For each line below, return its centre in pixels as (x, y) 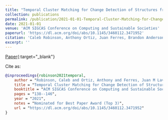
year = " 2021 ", (30, 99)
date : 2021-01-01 (23, 24)
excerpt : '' (17, 42)
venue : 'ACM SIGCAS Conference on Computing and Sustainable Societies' (82, 28)
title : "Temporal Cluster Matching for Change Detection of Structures (81, 10)
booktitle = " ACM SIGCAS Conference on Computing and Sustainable (85, 89)
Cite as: (13, 66)
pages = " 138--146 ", (35, 94)
